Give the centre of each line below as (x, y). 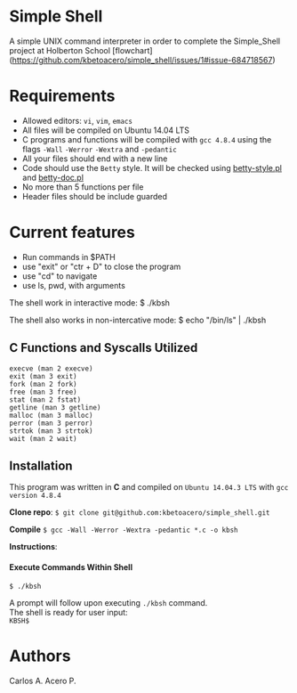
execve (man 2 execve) (51, 368)
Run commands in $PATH (68, 257)
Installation (41, 466)
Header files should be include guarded (94, 196)
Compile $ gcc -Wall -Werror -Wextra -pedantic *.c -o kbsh (124, 530)
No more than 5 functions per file (83, 187)
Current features (72, 232)
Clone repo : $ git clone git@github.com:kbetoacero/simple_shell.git (140, 512)
